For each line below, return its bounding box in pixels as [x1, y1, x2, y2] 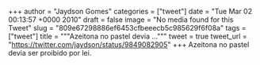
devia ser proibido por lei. [8, 49, 92, 57]
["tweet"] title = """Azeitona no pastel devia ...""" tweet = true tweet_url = [8, 31, 247, 41]
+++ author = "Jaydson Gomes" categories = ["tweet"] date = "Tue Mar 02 [8, 7, 252, 16]
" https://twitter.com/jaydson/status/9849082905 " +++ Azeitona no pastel [8, 40, 250, 49]
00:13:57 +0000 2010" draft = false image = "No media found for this [8, 15, 234, 24]
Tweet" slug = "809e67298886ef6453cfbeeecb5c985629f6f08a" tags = [8, 23, 247, 32]
